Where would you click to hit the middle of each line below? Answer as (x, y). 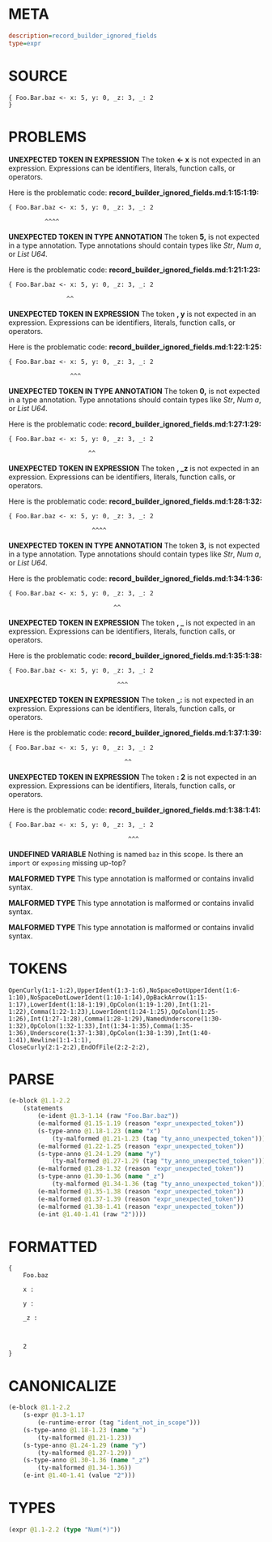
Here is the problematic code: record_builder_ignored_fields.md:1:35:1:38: (135, 656)
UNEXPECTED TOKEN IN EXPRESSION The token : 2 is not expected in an (133, 777)
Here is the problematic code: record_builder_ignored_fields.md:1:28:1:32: (135, 501)
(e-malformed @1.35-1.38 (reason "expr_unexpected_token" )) (141, 1191)
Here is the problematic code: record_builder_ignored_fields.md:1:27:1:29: (135, 424)
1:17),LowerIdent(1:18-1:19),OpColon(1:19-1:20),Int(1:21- (110, 1004)
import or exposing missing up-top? (68, 863)
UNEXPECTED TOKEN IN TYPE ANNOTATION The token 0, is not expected (134, 391)
